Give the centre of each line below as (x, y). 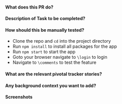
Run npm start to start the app (44, 52)
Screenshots (19, 97)
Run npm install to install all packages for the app (65, 46)
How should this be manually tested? (45, 30)
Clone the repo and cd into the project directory (62, 41)
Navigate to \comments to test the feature (54, 62)
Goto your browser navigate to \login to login (60, 57)
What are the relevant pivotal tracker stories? (54, 74)
